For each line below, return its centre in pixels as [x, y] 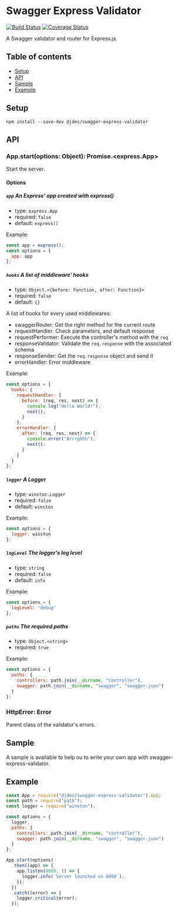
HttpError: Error [29, 712]
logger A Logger [26, 479]
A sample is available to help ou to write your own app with [77, 757]
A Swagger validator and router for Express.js [61, 38]
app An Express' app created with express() [60, 196]
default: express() [36, 223]
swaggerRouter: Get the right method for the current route [85, 325]
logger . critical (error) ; [47, 899]
